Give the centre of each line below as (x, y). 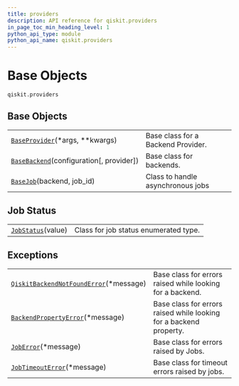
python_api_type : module (44, 34)
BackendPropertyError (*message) (68, 317)
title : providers (33, 14)
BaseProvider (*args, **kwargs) (64, 140)
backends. (163, 165)
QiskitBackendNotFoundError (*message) (79, 283)
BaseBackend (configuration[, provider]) (75, 160)
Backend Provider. (176, 145)
